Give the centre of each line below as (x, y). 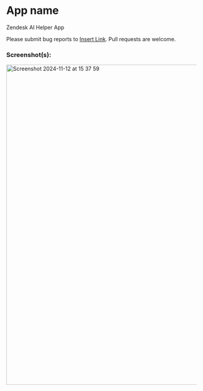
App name (33, 11)
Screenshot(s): (29, 55)
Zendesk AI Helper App (35, 27)
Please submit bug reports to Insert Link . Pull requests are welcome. (91, 39)
